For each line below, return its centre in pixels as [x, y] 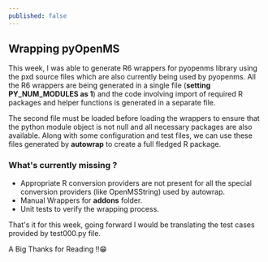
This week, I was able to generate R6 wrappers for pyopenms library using [133, 68]
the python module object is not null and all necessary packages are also [130, 127]
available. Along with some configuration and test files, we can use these [131, 135]
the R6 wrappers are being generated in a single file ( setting [110, 85]
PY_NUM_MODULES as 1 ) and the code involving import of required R [126, 94]
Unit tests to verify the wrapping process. [90, 208]
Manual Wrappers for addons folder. [81, 200]
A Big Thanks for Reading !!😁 [58, 249]
